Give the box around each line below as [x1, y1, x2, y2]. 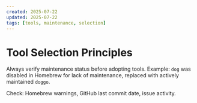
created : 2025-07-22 [6, 8, 58, 15]
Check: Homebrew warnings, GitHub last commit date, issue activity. [6, 90, 176, 97]
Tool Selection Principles [6, 46, 133, 59]
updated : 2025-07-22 [6, 14, 58, 20]
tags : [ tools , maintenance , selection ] [6, 20, 106, 26]
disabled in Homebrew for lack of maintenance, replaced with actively [6, 72, 179, 79]
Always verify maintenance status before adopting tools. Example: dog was [6, 65, 191, 72]
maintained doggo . [6, 78, 50, 86]
